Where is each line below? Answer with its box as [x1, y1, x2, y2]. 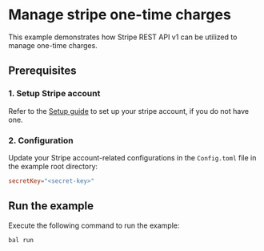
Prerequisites [8, 64, 77, 78]
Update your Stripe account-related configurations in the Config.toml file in [8, 152, 257, 162]
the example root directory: [8, 161, 98, 171]
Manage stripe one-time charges [8, 6, 232, 24]
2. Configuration [8, 135, 74, 146]
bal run [8, 236, 34, 244]
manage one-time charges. [8, 40, 98, 50]
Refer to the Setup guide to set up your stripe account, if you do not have [8, 106, 250, 115]
